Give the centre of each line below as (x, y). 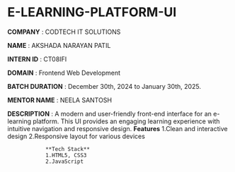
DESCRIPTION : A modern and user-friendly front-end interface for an (110, 113)
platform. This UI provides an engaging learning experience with (127, 121)
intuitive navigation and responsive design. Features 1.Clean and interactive (117, 128)
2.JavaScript (64, 161)
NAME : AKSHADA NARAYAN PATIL (59, 45)
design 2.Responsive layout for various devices (76, 136)
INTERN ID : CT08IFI (37, 59)
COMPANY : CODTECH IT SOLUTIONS (64, 32)
